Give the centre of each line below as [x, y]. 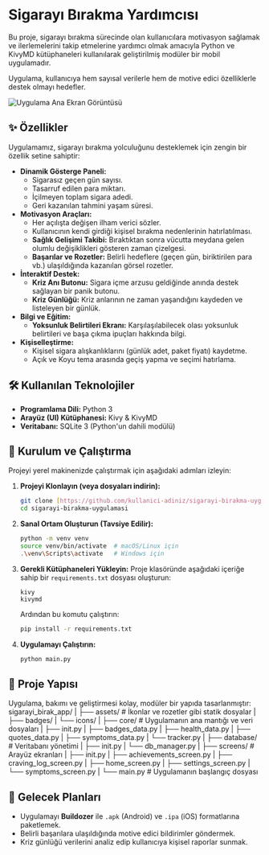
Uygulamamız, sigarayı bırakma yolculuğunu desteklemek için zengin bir [128, 147]
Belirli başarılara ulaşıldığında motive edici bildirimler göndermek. [127, 833]
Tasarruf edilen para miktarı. [79, 188]
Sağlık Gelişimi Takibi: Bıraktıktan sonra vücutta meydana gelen [138, 240]
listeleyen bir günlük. [66, 308]
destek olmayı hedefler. [47, 87]
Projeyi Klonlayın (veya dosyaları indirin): [90, 486]
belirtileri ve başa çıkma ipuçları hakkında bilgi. [109, 333]
